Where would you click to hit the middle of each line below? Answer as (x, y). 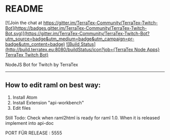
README (24, 9)
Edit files (22, 108)
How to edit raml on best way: (53, 85)
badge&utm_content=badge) (35, 44)
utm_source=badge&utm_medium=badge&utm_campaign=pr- (70, 39)
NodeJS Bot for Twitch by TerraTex (42, 64)
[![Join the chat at (24, 23)
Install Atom (25, 97)
